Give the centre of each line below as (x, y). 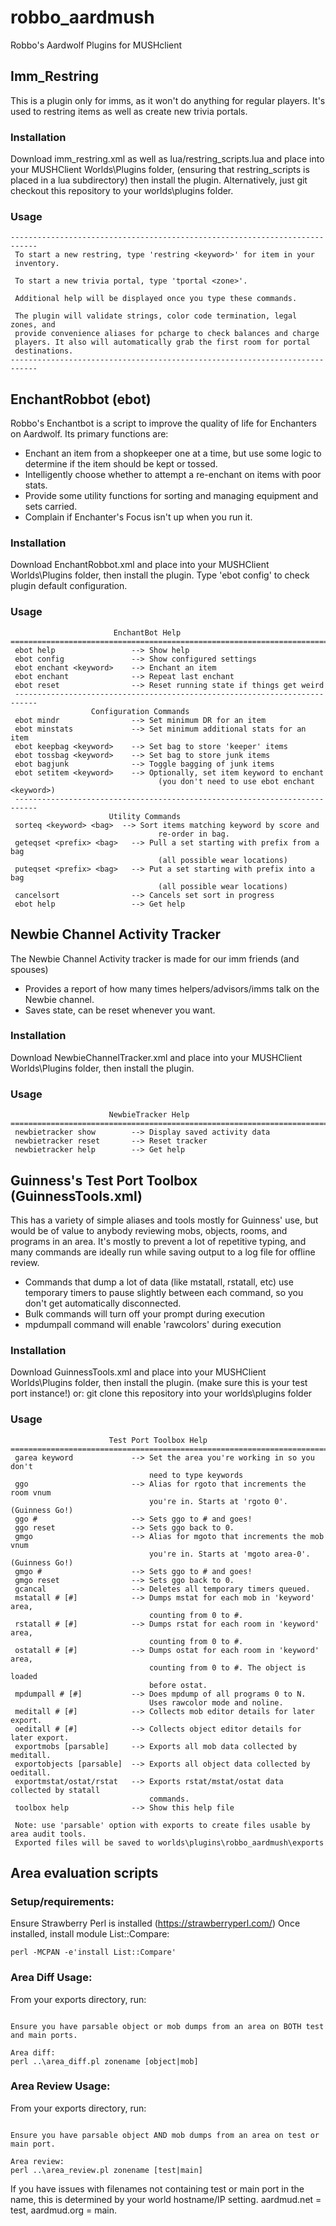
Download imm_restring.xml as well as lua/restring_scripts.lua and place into (167, 159)
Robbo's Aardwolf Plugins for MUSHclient (96, 45)
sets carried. (51, 507)
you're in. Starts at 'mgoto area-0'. (229, 1554)
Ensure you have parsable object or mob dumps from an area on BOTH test (167, 2026)
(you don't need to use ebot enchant (236, 781)
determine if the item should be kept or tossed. (121, 464)
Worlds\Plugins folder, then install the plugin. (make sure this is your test (159, 1383)
